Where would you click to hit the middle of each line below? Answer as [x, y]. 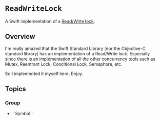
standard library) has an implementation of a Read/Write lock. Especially [78, 53]
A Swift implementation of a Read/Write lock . [50, 21]
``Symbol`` [22, 114]
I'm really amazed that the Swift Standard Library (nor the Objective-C [75, 48]
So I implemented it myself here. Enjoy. [44, 73]
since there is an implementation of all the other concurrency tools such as [80, 59]
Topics [16, 89]
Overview [20, 36]
